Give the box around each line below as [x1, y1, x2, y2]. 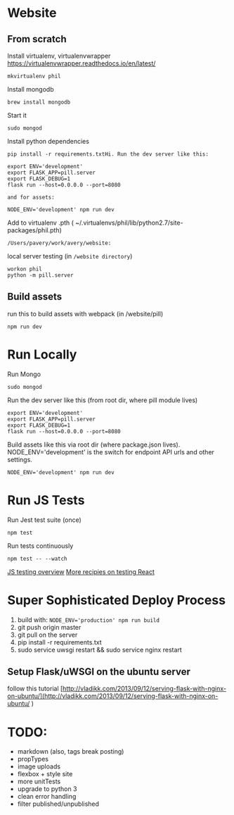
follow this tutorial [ [7, 685, 63, 693]
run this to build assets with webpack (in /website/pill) [7, 309, 164, 318]
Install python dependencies [7, 137, 90, 145]
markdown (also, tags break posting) [17, 747, 124, 756]
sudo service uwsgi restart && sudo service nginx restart [17, 645, 183, 654]
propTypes [17, 755, 49, 764]
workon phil [7, 266, 42, 273]
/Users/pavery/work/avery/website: [7, 239, 112, 247]
